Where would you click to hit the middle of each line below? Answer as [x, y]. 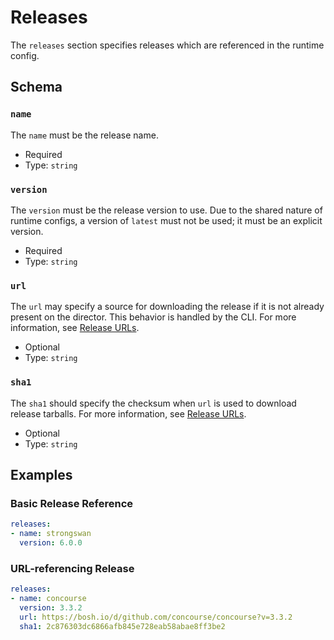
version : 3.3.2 [51, 607]
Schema [36, 87]
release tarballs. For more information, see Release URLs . [128, 413]
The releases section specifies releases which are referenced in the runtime [167, 45]
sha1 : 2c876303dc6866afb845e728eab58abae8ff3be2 [122, 626]
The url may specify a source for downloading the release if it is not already [167, 307]
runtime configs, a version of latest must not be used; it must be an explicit [166, 220]
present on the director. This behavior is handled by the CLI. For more [153, 317]
